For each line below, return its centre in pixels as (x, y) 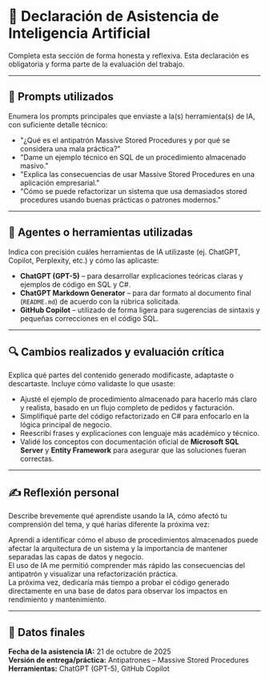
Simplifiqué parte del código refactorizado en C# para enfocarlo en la (134, 417)
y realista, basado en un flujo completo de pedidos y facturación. (127, 408)
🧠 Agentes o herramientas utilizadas (101, 233)
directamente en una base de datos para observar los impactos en (118, 591)
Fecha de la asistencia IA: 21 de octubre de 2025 (90, 651)
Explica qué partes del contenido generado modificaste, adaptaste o (121, 375)
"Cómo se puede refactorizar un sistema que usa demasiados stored (133, 191)
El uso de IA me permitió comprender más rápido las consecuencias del (127, 566)
